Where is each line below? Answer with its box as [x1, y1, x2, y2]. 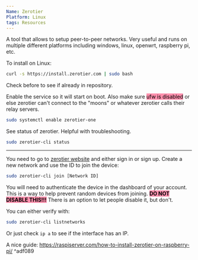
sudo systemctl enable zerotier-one [6, 117, 96, 123]
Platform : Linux [6, 14, 46, 20]
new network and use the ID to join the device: [6, 162, 119, 169]
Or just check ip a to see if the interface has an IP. [6, 229, 129, 236]
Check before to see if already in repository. [6, 82, 113, 89]
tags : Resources [6, 19, 46, 25]
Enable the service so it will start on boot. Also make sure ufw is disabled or [6, 93, 190, 100]
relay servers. [6, 106, 39, 113]
